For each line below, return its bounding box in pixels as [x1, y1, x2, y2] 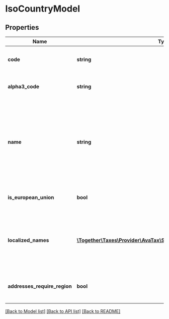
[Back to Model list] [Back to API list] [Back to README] [5, 308, 121, 314]
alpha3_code [8, 83, 39, 90]
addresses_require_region [8, 283, 72, 290]
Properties [5, 23, 39, 32]
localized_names [8, 237, 49, 243]
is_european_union [8, 194, 54, 201]
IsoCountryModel [5, 3, 80, 15]
